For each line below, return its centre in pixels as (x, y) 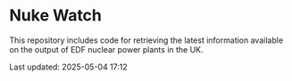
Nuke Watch (56, 16)
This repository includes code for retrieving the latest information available (146, 40)
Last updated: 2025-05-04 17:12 (68, 67)
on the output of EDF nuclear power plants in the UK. (106, 49)
